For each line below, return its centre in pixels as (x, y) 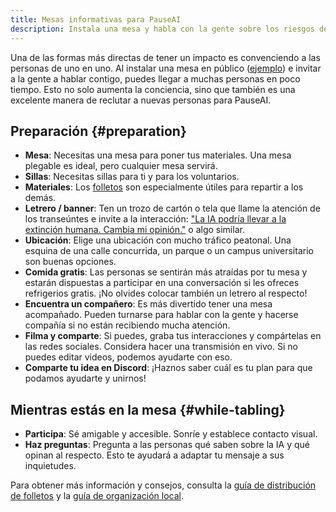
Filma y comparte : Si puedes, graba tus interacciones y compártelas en (173, 336)
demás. (40, 198)
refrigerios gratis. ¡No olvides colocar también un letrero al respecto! (166, 293)
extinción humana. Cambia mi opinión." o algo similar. (134, 230)
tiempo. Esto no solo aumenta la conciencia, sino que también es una (153, 89)
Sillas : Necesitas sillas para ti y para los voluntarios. (132, 177)
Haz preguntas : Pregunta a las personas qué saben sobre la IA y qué (167, 445)
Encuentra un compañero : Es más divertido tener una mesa (148, 304)
